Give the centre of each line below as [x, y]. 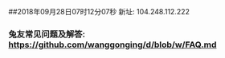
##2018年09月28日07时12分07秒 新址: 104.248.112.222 [99, 12]
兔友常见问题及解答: [47, 34]
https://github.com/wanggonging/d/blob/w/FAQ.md [112, 44]
